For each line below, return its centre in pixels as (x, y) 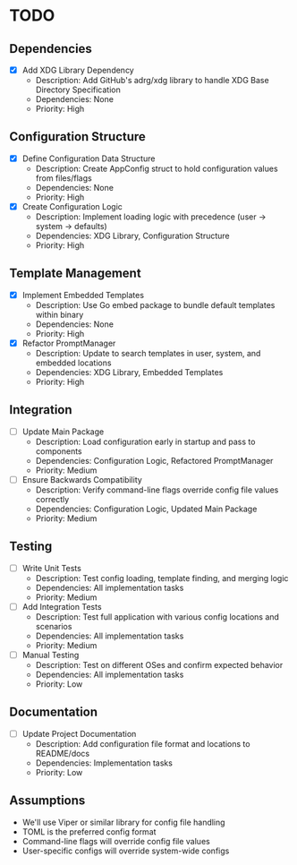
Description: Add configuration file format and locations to (143, 743)
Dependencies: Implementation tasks (104, 763)
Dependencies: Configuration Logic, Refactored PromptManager (154, 460)
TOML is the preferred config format (89, 831)
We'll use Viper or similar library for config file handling (123, 822)
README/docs (63, 753)
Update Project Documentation (79, 733)
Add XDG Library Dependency (78, 70)
